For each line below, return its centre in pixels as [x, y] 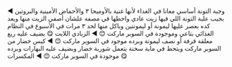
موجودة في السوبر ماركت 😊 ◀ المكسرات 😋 [67, 56]
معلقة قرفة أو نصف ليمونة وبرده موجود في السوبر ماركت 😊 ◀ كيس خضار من [110, 41]
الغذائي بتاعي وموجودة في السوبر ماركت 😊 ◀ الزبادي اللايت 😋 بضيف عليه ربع [111, 33]
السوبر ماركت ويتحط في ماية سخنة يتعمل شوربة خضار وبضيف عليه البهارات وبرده [114, 48]
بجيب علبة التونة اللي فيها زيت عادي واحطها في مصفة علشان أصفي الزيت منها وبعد [116, 18]
